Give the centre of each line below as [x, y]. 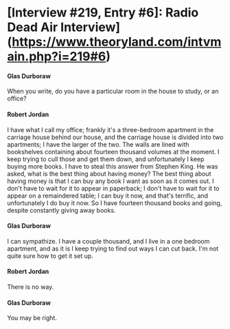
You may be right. [32, 318]
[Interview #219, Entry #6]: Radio [103, 13]
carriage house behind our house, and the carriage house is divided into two [115, 137]
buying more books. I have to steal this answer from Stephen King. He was [113, 166]
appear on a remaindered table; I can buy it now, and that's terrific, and [107, 195]
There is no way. [31, 287]
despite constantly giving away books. [61, 210]
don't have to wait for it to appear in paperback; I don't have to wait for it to [113, 188]
